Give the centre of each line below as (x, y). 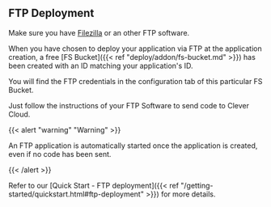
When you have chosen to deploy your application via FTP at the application (135, 49)
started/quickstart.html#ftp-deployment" (76, 194)
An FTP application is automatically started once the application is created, (133, 146)
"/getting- (197, 185)
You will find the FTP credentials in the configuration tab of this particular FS (135, 81)
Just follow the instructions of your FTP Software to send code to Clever (129, 105)
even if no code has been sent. (60, 154)
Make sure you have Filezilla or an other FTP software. (99, 32)
